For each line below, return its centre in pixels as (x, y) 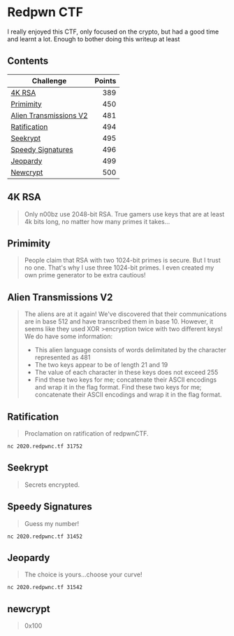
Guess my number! (52, 523)
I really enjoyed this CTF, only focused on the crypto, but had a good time (113, 32)
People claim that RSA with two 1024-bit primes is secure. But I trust (123, 261)
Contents (28, 61)
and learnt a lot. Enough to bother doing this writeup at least (94, 39)
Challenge (49, 81)
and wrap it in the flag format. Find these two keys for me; (118, 387)
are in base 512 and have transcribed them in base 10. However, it (119, 322)
